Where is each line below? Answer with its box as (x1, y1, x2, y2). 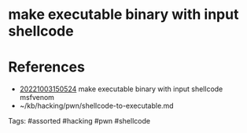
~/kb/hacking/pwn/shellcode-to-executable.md (19, 101, 175, 111)
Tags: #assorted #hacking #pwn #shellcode (8, 116, 151, 126)
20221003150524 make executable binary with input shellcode (19, 84, 223, 94)
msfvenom (19, 93, 55, 102)
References (8, 58, 85, 76)
